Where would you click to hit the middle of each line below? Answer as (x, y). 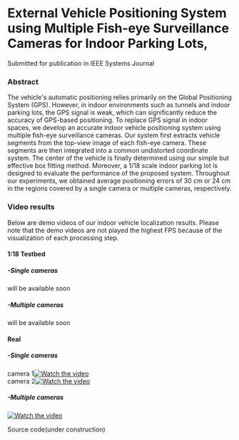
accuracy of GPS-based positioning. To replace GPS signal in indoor (108, 120)
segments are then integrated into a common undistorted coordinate (108, 151)
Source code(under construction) (56, 429)
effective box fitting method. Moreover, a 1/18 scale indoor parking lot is (113, 166)
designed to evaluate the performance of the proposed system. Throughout (118, 174)
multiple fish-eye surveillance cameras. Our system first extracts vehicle (114, 135)
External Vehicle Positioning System (117, 13)
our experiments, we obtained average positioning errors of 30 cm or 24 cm (119, 181)
